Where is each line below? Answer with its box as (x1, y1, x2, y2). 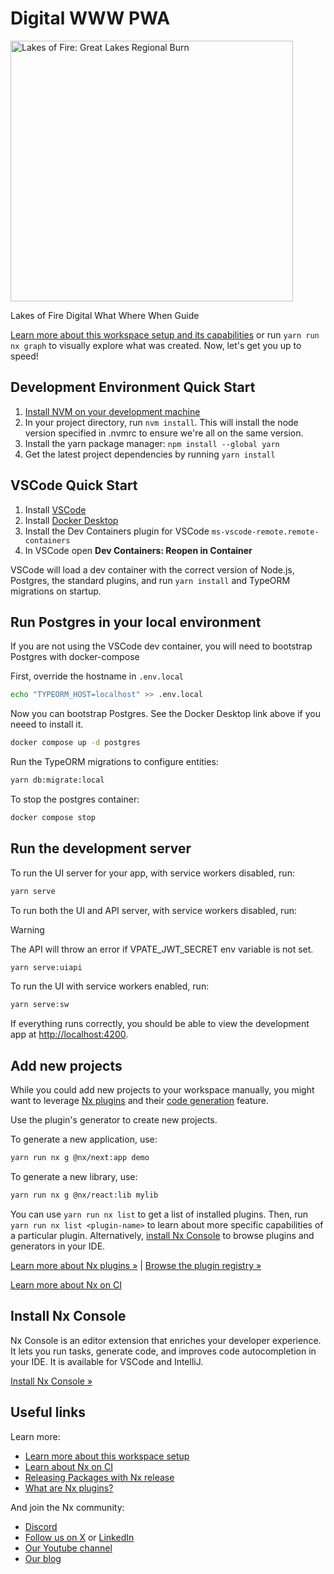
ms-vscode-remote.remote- (211, 527, 320, 537)
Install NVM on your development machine (24, 405, 201, 417)
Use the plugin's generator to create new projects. (10, 1114, 218, 1126)
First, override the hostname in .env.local (10, 670, 184, 682)
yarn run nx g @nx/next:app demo (10, 1153, 150, 1163)
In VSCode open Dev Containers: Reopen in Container (24, 544, 253, 556)
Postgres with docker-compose (10, 651, 140, 663)
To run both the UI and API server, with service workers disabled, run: (10, 904, 297, 916)
